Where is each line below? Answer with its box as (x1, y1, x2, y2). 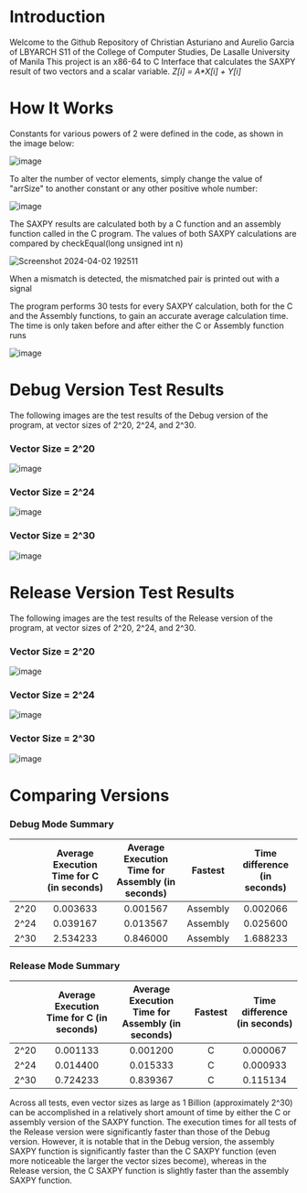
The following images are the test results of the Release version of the (9, 612, 273, 623)
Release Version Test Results (9, 582, 235, 602)
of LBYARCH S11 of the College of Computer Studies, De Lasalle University (9, 46, 291, 57)
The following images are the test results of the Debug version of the (9, 410, 269, 421)
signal (9, 282, 32, 293)
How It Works (9, 98, 114, 119)
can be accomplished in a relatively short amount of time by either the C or (9, 1107, 291, 1118)
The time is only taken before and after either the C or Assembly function (9, 320, 285, 331)
